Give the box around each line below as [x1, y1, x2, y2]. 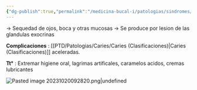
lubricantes [6, 65, 33, 73]
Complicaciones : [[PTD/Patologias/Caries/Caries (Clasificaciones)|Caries [6, 42, 186, 49]
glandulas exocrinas [6, 30, 55, 38]
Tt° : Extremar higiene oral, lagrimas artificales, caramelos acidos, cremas [6, 60, 185, 67]
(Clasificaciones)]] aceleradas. [6, 48, 80, 56]
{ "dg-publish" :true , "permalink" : [6, 8, 88, 15]
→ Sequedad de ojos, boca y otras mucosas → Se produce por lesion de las [6, 25, 190, 32]
